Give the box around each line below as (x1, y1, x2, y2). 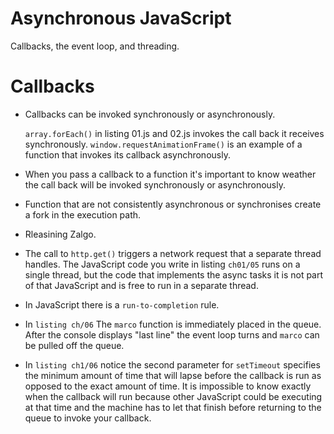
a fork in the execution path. (24, 208, 142, 221)
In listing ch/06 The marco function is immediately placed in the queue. (24, 318, 322, 330)
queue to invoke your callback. (24, 412, 152, 424)
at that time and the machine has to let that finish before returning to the (24, 401, 322, 413)
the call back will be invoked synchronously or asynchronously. (24, 178, 287, 191)
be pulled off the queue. (24, 339, 125, 351)
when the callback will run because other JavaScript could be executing (24, 390, 323, 402)
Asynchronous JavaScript (10, 7, 232, 30)
